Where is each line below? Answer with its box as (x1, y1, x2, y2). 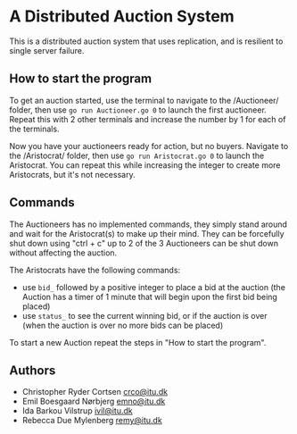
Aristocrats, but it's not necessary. (9, 169, 136, 179)
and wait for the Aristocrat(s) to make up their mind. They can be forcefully (9, 228, 285, 238)
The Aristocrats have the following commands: (9, 264, 181, 275)
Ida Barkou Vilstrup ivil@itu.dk (21, 405, 133, 416)
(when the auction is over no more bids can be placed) (21, 320, 224, 330)
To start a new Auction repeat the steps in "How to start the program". (9, 337, 267, 347)
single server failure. (9, 45, 85, 55)
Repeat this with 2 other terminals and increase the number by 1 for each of (9, 113, 286, 124)
